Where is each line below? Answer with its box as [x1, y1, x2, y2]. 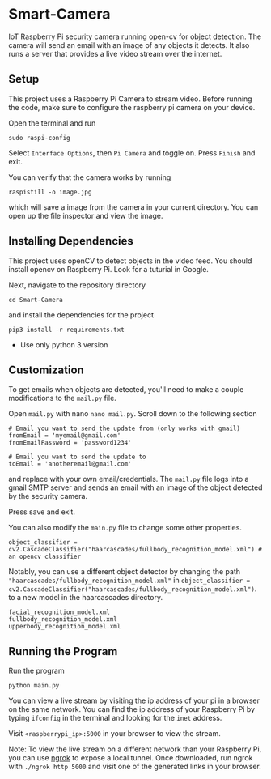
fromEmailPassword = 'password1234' [8, 439, 132, 447]
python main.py [8, 682, 60, 690]
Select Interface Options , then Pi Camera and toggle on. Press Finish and [8, 147, 256, 158]
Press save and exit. [8, 507, 75, 517]
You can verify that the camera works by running [8, 172, 171, 182]
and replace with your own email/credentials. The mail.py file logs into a [8, 475, 249, 484]
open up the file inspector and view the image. [8, 211, 163, 220]
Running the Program [8, 645, 118, 658]
